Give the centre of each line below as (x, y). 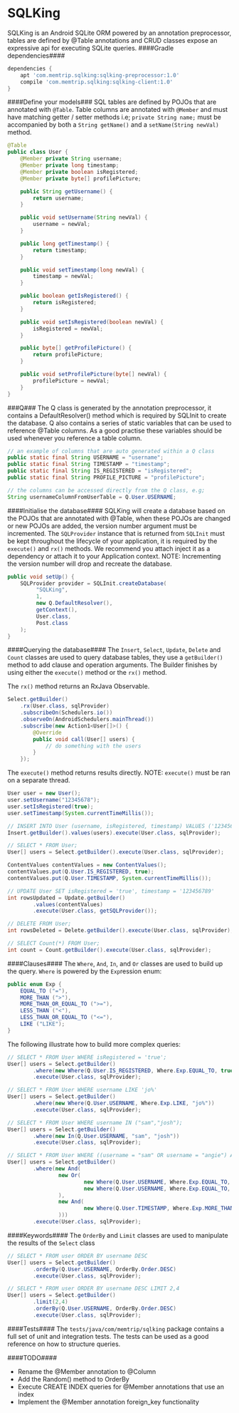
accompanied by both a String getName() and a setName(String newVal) (113, 125)
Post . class (52, 623)
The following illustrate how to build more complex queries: (94, 1044)
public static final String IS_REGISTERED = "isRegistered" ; (100, 471)
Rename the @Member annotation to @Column (87, 1371)
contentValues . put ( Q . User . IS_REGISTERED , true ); (81, 872)
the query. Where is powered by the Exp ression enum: (85, 971)
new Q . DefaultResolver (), (74, 604)
